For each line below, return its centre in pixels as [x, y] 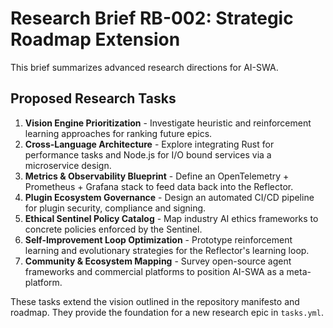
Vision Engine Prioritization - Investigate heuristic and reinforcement [168, 123]
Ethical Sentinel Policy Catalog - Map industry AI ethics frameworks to [171, 218]
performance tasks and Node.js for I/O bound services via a [148, 154]
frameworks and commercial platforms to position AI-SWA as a [154, 271]
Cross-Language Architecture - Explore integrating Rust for [149, 144]
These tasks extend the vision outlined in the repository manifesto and [155, 301]
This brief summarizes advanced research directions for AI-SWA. [144, 67]
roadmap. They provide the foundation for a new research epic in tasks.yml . [167, 312]
